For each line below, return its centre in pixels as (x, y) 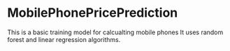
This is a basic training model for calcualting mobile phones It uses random (115, 32)
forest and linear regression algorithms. (64, 39)
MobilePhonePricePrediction (93, 13)
